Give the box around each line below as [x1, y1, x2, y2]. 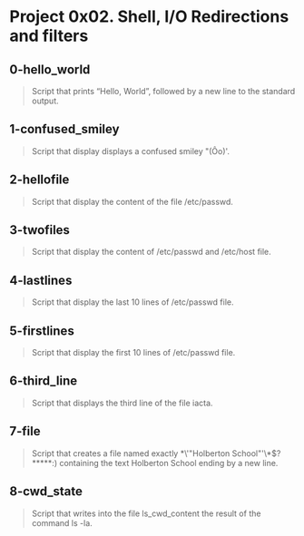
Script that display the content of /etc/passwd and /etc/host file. [31, 247, 272, 258]
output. [31, 95, 59, 106]
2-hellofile [9, 172, 70, 188]
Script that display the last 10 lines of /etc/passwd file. [31, 297, 234, 307]
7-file [9, 424, 41, 439]
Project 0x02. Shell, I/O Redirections [9, 6, 289, 27]
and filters [9, 25, 89, 46]
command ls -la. [31, 517, 93, 528]
